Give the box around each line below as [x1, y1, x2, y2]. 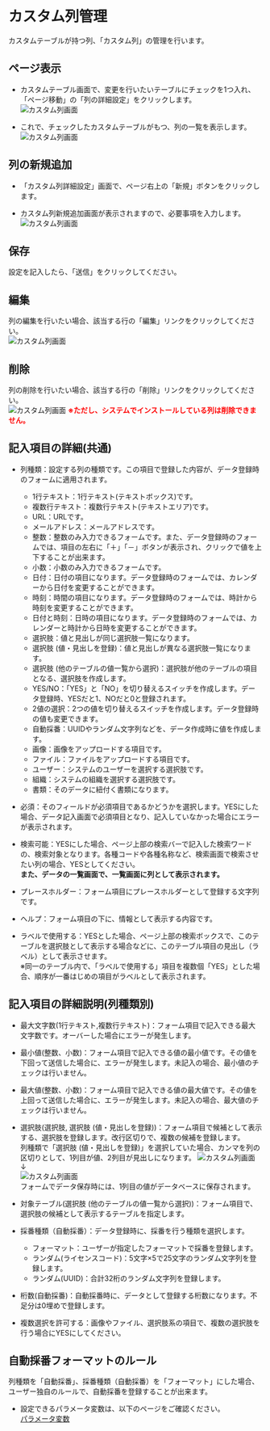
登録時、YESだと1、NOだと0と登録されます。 [39, 693, 191, 703]
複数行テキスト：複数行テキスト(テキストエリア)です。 [31, 502, 214, 511]
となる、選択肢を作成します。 [31, 673, 131, 683]
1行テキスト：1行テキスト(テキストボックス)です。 [31, 491, 197, 501]
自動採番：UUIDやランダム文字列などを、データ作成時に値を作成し [31, 724, 255, 734]
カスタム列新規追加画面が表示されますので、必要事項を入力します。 [19, 208, 246, 218]
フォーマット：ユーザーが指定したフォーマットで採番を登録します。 [31, 1243, 258, 1252]
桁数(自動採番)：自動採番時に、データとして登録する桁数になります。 [19, 1290, 251, 1300]
